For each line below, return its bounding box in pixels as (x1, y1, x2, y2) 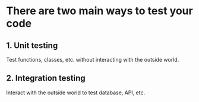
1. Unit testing (6, 40, 58, 50)
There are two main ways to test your (6, 4, 193, 18)
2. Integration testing (6, 73, 86, 84)
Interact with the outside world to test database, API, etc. (6, 89, 146, 96)
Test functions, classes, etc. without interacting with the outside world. (6, 56, 179, 63)
